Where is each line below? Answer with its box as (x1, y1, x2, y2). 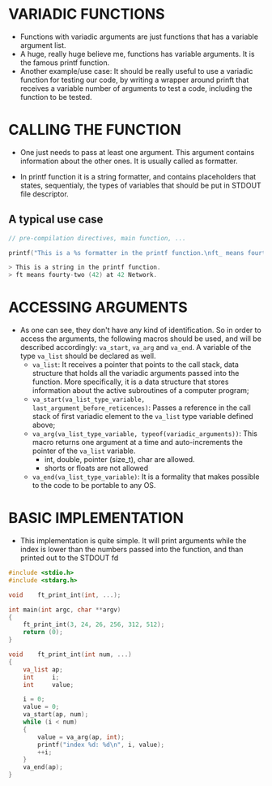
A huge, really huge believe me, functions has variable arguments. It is (19, 49, 255, 58)
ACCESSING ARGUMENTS (8, 298, 188, 317)
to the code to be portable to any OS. (32, 481, 156, 490)
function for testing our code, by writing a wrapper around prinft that (19, 75, 249, 84)
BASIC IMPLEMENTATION (8, 509, 184, 528)
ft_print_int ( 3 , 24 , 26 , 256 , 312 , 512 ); (23, 620, 165, 629)
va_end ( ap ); (23, 763, 63, 771)
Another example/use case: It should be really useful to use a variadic (19, 66, 253, 76)
